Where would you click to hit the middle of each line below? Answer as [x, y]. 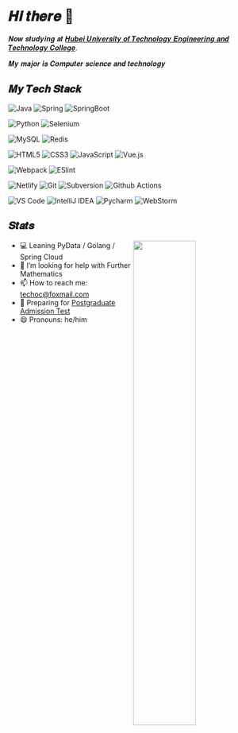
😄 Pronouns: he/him [53, 319]
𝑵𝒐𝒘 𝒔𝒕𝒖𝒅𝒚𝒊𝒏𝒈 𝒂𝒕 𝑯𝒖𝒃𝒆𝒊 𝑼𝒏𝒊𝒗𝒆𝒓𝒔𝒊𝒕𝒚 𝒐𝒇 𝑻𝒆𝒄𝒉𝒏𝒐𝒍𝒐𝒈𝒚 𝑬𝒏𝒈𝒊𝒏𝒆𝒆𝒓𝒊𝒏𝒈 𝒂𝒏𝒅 [119, 38]
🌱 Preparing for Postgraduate [67, 302]
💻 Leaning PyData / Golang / [67, 245]
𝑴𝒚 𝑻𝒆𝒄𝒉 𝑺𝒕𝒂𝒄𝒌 [45, 89]
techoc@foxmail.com [54, 294]
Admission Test [45, 311]
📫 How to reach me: [54, 282]
